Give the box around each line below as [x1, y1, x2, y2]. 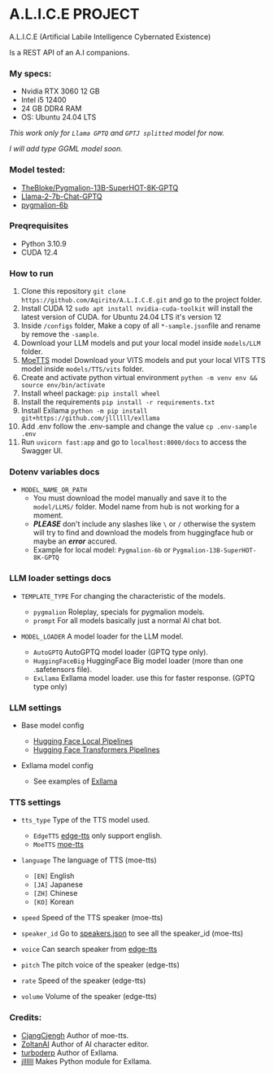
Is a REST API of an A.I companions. [9, 47, 130, 57]
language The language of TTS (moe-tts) [20, 855, 157, 865]
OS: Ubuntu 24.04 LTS [20, 112, 97, 122]
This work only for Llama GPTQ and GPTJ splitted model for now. [9, 128, 225, 138]
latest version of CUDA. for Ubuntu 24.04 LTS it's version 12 [20, 312, 222, 322]
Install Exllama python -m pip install [20, 406, 148, 416]
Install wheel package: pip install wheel [20, 388, 161, 399]
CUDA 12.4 [20, 247, 58, 257]
